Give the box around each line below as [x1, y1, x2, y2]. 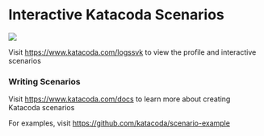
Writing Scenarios [8, 76, 81, 87]
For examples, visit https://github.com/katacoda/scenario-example [8, 118, 230, 128]
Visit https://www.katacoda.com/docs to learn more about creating [8, 94, 231, 104]
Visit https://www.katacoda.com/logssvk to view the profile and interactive [8, 47, 257, 57]
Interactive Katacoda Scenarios [8, 6, 224, 24]
